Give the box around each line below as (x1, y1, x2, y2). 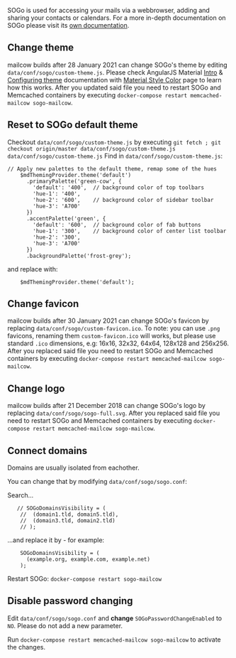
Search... (7, 491, 34, 500)
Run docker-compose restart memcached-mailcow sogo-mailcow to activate (7, 635, 221, 644)
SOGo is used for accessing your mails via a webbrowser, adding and (7, 6, 210, 14)
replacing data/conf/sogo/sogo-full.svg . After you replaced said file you (7, 409, 220, 418)
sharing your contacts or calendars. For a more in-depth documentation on (7, 14, 226, 22)
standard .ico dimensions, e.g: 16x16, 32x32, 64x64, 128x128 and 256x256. (7, 339, 229, 347)
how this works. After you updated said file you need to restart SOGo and (7, 83, 221, 92)
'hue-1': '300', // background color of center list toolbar (33, 227, 227, 234)
